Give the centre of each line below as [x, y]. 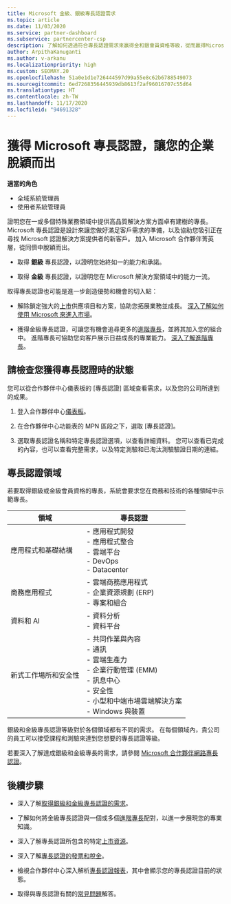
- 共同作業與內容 [113, 639]
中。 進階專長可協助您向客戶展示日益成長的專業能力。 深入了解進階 [112, 338]
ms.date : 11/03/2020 [37, 26]
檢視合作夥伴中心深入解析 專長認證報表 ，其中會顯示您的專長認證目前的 [117, 871]
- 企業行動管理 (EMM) [122, 670]
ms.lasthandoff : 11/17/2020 [47, 103]
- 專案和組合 [107, 603]
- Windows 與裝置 [116, 712]
